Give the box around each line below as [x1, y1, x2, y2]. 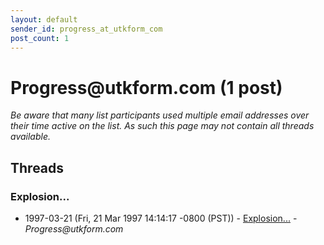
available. [10, 131, 52, 143]
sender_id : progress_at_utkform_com [10, 24, 163, 34]
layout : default [10, 14, 78, 25]
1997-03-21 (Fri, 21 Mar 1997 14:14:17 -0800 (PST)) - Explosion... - [24, 212, 298, 224]
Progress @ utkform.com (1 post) [10, 76, 283, 99]
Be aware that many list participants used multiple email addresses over [10, 109, 310, 121]
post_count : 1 [10, 33, 70, 43]
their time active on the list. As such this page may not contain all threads [10, 120, 315, 132]
